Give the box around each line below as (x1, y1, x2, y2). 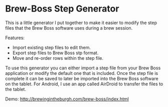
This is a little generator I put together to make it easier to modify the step (5, 20, 157, 26)
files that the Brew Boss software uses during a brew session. (5, 25, 133, 31)
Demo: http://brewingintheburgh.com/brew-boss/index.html (5, 96, 129, 102)
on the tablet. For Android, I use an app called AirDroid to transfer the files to (5, 81, 163, 87)
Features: (5, 35, 25, 41)
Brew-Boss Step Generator (5, 3, 119, 15)
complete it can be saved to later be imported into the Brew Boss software (5, 75, 159, 81)
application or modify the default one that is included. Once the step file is (5, 70, 158, 76)
